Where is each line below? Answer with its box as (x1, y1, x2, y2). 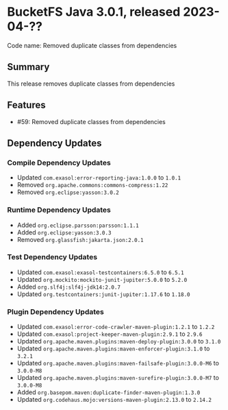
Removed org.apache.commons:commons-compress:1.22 (16, 181, 168, 189)
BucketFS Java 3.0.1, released (7, 4, 181, 20)
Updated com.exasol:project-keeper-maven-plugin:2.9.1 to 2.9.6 (16, 330, 203, 338)
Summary (7, 61, 50, 73)
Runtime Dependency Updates (7, 205, 112, 215)
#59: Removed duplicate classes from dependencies (16, 117, 166, 125)
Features (7, 99, 46, 111)
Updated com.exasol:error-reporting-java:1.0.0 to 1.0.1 (16, 173, 181, 182)
